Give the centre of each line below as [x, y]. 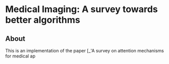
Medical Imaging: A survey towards [82, 9]
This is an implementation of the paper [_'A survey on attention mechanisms [84, 51]
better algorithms [43, 20]
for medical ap [20, 56]
